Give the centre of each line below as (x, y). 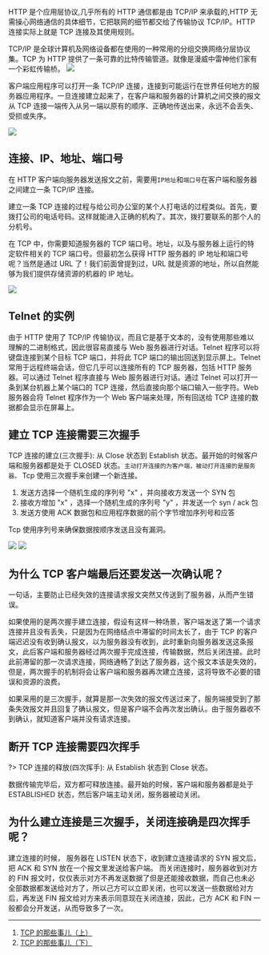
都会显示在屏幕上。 (46, 407)
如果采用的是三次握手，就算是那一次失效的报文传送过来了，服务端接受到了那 (134, 699)
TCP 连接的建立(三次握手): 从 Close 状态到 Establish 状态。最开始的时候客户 (133, 456)
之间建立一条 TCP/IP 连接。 (53, 189)
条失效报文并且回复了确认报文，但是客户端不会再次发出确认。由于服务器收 (131, 709)
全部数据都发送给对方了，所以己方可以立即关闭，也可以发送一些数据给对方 (131, 888)
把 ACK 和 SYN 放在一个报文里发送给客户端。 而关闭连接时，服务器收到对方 (133, 868)
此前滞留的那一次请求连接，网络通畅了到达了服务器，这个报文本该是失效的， (134, 662)
